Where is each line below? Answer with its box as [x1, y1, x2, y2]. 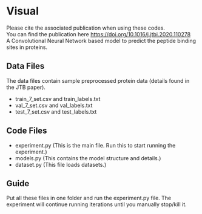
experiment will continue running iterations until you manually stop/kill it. [6, 201, 187, 208]
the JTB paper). [6, 83, 45, 91]
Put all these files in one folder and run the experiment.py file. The [6, 195, 172, 202]
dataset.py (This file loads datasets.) [15, 161, 107, 168]
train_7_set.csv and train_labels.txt [15, 95, 101, 102]
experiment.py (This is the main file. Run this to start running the [15, 141, 176, 149]
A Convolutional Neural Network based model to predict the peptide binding [6, 37, 196, 44]
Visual [6, 4, 39, 18]
